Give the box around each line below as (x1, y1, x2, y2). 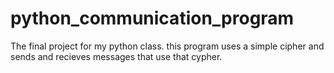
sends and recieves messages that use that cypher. (10, 50, 223, 62)
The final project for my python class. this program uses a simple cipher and (10, 40, 325, 52)
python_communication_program (10, 7, 295, 30)
